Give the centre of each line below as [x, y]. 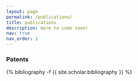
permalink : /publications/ [39, 17]
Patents [17, 59]
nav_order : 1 [22, 39]
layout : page [22, 11]
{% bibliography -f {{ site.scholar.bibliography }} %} [69, 72]
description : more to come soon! [47, 28]
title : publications [32, 22]
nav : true [18, 33]
